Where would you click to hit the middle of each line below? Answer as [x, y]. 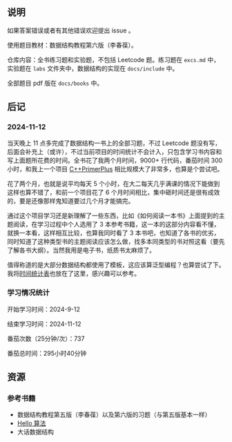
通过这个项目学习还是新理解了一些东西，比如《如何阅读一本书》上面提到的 [113, 215]
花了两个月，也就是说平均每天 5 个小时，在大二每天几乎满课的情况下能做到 [114, 183]
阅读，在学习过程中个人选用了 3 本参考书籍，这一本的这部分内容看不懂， [116, 224]
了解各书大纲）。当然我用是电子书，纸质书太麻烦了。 [81, 250]
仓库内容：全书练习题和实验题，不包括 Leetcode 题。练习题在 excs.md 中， [113, 59]
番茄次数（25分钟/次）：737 [46, 338]
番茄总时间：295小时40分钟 [47, 353]
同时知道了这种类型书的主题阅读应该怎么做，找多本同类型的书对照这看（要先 [116, 241]
